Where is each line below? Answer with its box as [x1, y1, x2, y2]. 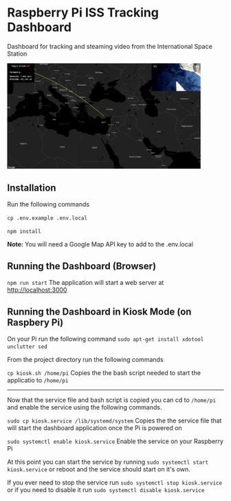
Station [7, 50, 27, 58]
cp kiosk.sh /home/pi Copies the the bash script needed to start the [7, 368, 201, 376]
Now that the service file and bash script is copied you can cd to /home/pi [7, 396, 217, 404]
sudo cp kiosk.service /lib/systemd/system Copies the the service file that [7, 416, 222, 425]
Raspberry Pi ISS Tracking [7, 5, 159, 21]
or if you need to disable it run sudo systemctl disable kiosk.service [7, 485, 205, 493]
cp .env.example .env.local [7, 215, 88, 222]
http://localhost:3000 [7, 286, 67, 294]
